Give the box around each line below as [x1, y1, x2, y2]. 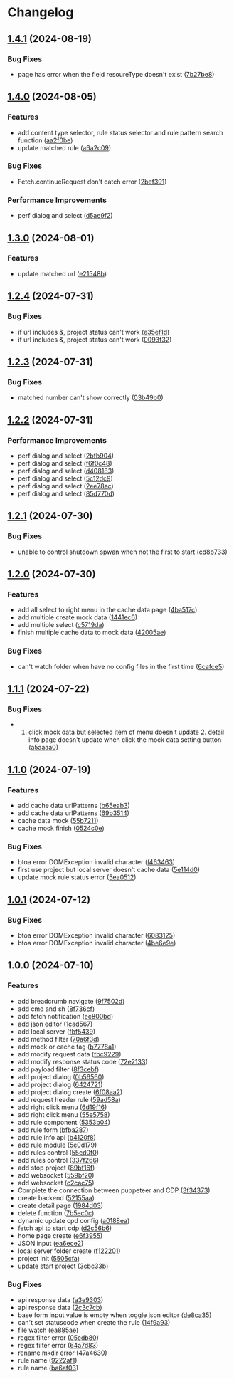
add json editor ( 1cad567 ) [17, 1019, 93, 1028]
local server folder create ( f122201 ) [17, 1247, 121, 1255]
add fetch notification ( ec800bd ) [17, 1012, 114, 1020]
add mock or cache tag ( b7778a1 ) [17, 1042, 117, 1051]
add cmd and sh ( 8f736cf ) [17, 1005, 95, 1013]
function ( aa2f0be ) [17, 136, 73, 145]
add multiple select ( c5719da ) [17, 621, 105, 629]
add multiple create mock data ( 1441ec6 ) [17, 613, 138, 622]
